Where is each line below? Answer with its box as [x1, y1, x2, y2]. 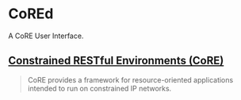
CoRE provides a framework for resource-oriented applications [27, 75, 234, 84]
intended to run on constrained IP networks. [27, 83, 172, 93]
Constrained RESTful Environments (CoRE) [8, 54, 224, 67]
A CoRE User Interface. [8, 31, 84, 40]
